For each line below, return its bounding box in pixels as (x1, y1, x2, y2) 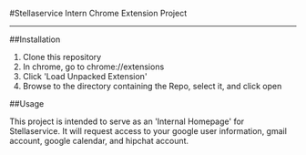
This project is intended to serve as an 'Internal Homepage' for (9, 116, 245, 127)
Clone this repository (22, 52, 102, 62)
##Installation (9, 34, 61, 45)
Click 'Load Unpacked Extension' (22, 71, 148, 81)
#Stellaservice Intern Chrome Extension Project (9, 8, 188, 18)
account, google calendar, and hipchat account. (9, 136, 189, 146)
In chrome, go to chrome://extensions (22, 61, 165, 72)
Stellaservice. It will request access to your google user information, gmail (9, 126, 287, 136)
